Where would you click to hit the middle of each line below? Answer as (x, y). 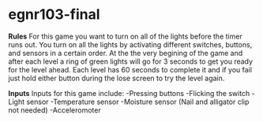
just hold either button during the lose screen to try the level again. (116, 78)
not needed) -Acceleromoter (54, 110)
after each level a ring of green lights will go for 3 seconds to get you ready (131, 61)
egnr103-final (54, 15)
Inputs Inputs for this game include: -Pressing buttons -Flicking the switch (129, 93)
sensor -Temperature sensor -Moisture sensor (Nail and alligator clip (138, 102)
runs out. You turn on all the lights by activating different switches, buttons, (130, 44)
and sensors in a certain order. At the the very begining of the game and (126, 53)
